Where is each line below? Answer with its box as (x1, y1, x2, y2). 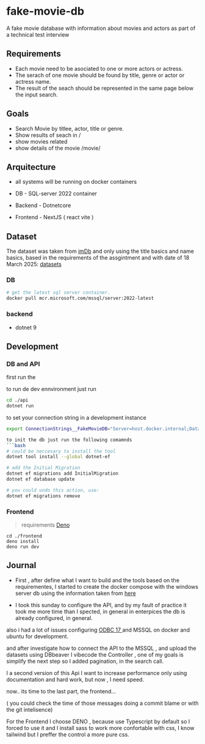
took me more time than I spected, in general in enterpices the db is (15, 608, 185, 615)
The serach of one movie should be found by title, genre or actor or (15, 71, 185, 79)
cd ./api (6, 397, 29, 404)
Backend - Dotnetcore (15, 202, 71, 209)
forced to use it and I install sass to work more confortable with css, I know (6, 724, 195, 731)
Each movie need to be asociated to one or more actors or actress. (15, 65, 183, 72)
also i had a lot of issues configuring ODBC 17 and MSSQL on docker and (6, 626, 190, 633)
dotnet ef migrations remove (6, 493, 81, 499)
